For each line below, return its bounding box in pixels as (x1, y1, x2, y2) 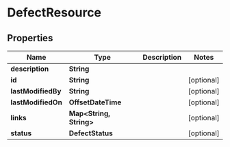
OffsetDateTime (68, 98, 122, 107)
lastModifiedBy (10, 87, 62, 95)
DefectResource (7, 5, 101, 21)
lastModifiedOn (10, 98, 63, 107)
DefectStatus (68, 128, 113, 138)
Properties (7, 32, 53, 44)
